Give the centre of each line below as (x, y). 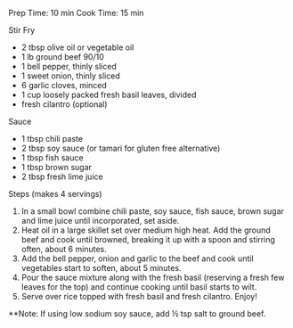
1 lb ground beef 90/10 (62, 57)
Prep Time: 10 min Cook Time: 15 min (76, 13)
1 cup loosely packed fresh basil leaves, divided (109, 94)
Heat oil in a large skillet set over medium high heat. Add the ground (146, 230)
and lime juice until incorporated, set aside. (100, 221)
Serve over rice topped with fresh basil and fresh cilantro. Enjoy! (139, 296)
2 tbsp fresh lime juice (62, 176)
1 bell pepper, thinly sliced (69, 66)
